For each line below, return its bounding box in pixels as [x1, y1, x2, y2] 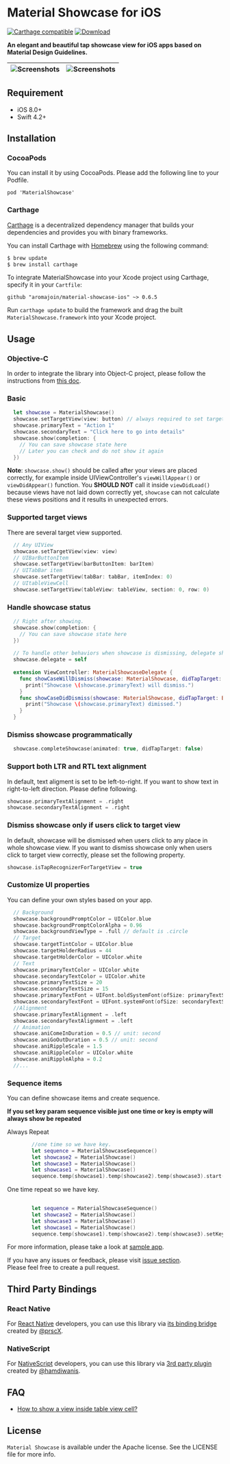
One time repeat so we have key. [7, 1185, 100, 1194]
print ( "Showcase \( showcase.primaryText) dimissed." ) [25, 701, 183, 708]
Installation [7, 132, 56, 145]
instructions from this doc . [7, 377, 81, 385]
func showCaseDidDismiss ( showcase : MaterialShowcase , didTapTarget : [19, 694, 219, 701]
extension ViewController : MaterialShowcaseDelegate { [13, 669, 173, 676]
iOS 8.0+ [16, 105, 42, 114]
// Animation [13, 1024, 51, 1030]
